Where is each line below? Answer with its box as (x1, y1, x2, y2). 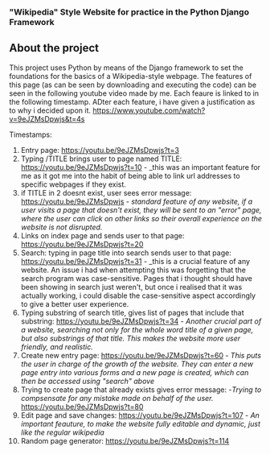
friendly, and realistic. (20, 341, 93, 352)
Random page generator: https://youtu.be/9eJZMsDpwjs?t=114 (20, 435, 230, 445)
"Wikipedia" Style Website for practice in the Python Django (9, 6, 250, 18)
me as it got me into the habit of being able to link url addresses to (20, 171, 240, 180)
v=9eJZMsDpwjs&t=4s (9, 113, 85, 123)
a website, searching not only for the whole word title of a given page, (20, 324, 254, 334)
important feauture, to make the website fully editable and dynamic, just (20, 419, 260, 428)
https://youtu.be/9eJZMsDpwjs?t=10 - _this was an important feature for (20, 162, 260, 171)
